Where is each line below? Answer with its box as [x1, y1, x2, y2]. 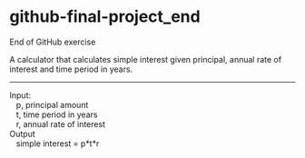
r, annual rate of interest [15, 118, 106, 129]
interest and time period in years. [9, 64, 133, 74]
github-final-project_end [9, 6, 202, 27]
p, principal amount [15, 99, 89, 110]
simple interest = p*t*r [15, 138, 100, 149]
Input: [9, 89, 32, 101]
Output [9, 128, 35, 139]
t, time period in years [15, 109, 98, 120]
